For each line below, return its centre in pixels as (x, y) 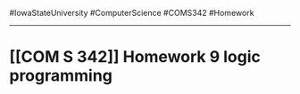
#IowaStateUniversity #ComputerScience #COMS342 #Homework (132, 13)
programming (61, 76)
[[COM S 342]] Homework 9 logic (135, 57)
